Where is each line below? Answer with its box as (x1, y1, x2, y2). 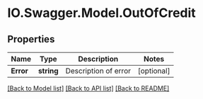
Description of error (65, 66, 131, 76)
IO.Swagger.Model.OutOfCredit (7, 5, 196, 21)
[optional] (137, 66, 170, 76)
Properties (7, 33, 55, 45)
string (37, 66, 59, 76)
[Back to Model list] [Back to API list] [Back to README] (7, 84, 170, 93)
